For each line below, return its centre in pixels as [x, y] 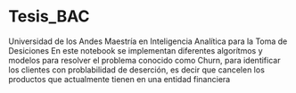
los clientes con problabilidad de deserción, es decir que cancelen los [136, 70]
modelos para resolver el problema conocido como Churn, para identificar [144, 60]
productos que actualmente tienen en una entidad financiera [119, 79]
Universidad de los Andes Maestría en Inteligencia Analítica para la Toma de [148, 41]
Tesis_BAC [49, 17]
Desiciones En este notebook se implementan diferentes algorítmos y [136, 50]
